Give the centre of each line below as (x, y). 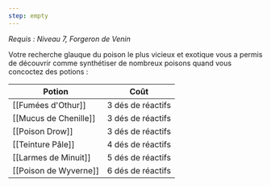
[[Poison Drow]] (43, 131)
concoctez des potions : (48, 71)
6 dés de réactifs (139, 170)
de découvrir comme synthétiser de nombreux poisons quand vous (120, 63)
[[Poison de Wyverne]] (56, 170)
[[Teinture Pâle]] (44, 144)
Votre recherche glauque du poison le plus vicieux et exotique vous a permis (135, 54)
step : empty (28, 16)
